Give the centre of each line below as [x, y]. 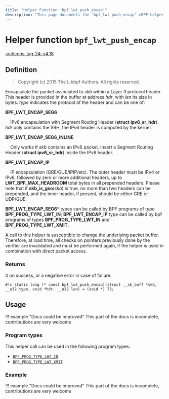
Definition [21, 70]
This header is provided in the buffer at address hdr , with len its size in [79, 97]
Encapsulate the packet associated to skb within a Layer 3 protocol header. [83, 92]
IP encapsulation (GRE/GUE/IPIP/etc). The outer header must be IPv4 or [85, 172]
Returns [15, 264]
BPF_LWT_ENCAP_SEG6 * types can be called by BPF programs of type [80, 209]
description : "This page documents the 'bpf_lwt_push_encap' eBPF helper [85, 15]
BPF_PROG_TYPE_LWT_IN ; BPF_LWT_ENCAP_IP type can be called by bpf [84, 214]
